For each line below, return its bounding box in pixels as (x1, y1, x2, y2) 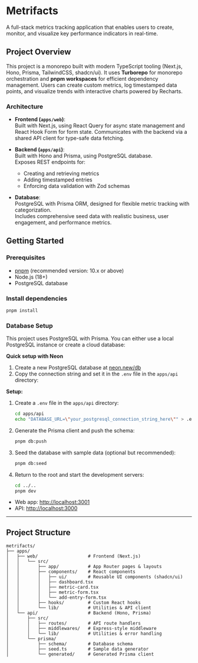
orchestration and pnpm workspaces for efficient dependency (6, 75, 159, 82)
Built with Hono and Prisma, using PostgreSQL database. (14, 152, 153, 160)
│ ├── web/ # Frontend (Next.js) (6, 553, 141, 559)
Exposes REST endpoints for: (14, 159, 85, 166)
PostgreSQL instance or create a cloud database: (6, 341, 126, 348)
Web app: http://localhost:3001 (14, 499, 90, 506)
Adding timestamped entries (23, 176, 93, 183)
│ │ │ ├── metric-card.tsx (6, 585, 99, 591)
